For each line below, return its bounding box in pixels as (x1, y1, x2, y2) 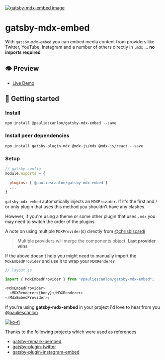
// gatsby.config (5, 166, 41, 171)
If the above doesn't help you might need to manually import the (5, 253, 137, 259)
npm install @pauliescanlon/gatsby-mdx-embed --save (5, 120, 117, 126)
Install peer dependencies (5, 132, 70, 139)
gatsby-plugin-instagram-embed (12, 349, 80, 355)
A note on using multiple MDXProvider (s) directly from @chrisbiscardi (5, 229, 145, 235)
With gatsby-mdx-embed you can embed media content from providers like (5, 38, 155, 44)
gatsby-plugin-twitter (12, 344, 56, 350)
